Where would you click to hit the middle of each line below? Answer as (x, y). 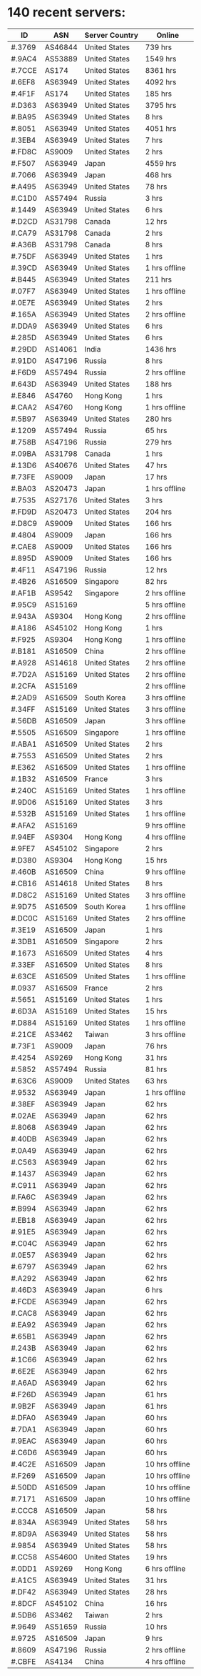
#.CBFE (24, 1661)
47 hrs (156, 465)
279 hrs (159, 442)
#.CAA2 (24, 407)
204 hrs (159, 512)
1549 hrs (161, 59)
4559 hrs (161, 163)
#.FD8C (24, 152)
